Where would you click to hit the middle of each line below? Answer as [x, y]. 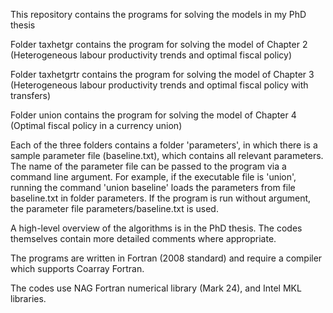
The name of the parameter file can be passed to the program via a [148, 166]
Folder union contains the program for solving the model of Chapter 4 [153, 115]
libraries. [28, 298]
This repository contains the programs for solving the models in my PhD [158, 14]
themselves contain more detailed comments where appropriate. [143, 238]
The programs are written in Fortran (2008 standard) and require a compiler [166, 258]
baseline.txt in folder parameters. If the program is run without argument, [161, 198]
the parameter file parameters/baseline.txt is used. [114, 208]
